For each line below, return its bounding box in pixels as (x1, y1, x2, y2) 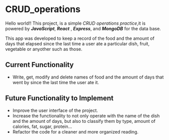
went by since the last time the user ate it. (12, 79, 100, 85)
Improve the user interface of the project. (12, 107, 98, 113)
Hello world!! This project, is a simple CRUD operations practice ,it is (5, 20, 146, 26)
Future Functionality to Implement (5, 94, 114, 103)
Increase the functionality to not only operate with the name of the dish (12, 112, 160, 119)
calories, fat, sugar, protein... (12, 123, 72, 129)
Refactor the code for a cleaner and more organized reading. (12, 128, 139, 134)
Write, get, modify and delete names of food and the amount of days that (12, 74, 164, 80)
